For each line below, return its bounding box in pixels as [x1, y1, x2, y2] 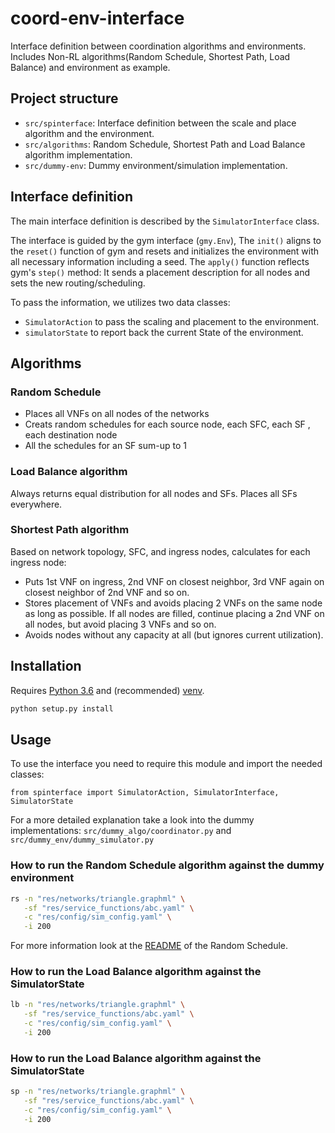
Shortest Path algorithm [10, 523, 130, 537]
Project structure [10, 90, 119, 107]
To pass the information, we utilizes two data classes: [10, 296, 231, 308]
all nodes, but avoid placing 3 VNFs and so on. [24, 618, 217, 630]
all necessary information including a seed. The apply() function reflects [10, 255, 310, 267]
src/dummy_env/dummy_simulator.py [10, 835, 155, 846]
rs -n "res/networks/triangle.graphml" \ [10, 893, 186, 904]
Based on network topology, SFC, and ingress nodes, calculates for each [10, 545, 311, 557]
